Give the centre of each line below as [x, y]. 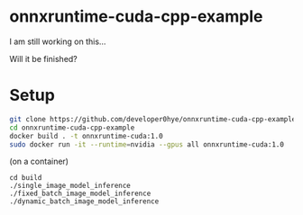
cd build [26, 178]
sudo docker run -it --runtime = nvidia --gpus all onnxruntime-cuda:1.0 [147, 144]
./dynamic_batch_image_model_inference [84, 202]
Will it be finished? [44, 58]
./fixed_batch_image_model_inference [80, 194]
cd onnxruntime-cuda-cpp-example [72, 128]
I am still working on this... [58, 41]
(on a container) [39, 161]
